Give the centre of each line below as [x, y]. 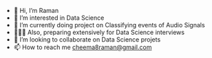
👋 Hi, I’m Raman [36, 11]
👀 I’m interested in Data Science [59, 18]
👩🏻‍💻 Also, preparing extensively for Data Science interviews [99, 32]
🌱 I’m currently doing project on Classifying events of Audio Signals [109, 25]
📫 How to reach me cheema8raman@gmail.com [83, 47]
